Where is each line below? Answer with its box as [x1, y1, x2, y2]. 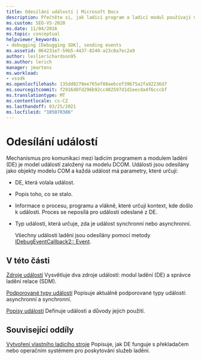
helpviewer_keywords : [6, 37, 60, 43]
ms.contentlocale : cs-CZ [6, 98, 68, 104]
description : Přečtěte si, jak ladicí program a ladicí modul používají [6, 14, 191, 20]
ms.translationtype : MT [6, 92, 66, 98]
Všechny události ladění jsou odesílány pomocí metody [14, 232, 151, 239]
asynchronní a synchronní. [6, 296, 72, 303]
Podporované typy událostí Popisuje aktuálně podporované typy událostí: [6, 289, 187, 297]
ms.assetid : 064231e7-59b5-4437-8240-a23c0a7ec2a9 [6, 48, 135, 54]
